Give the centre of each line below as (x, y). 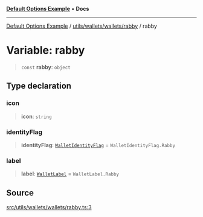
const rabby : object (46, 67)
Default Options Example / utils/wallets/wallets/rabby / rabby (82, 26)
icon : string (37, 116)
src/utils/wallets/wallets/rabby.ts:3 (49, 207)
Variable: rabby (46, 50)
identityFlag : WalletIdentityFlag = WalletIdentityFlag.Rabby (98, 145)
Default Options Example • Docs (48, 9)
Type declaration (39, 86)
